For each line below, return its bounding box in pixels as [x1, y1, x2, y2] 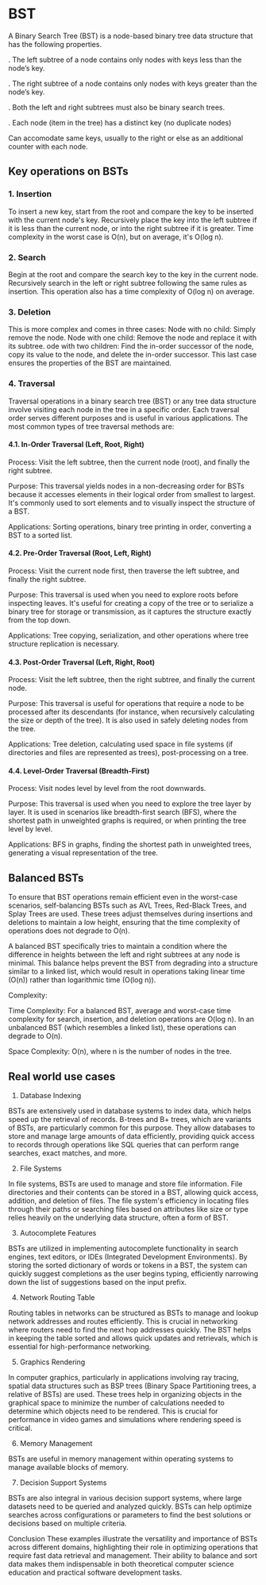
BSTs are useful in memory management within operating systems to [8, 1454, 234, 1464]
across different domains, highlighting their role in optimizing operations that [8, 1542, 258, 1552]
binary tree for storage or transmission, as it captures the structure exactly [8, 607, 252, 616]
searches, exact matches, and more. [8, 1148, 128, 1158]
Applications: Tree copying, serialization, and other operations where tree [8, 631, 249, 640]
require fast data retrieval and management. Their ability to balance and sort [8, 1550, 258, 1560]
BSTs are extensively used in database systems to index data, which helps [8, 1105, 252, 1116]
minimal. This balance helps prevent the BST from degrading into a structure [8, 958, 258, 968]
